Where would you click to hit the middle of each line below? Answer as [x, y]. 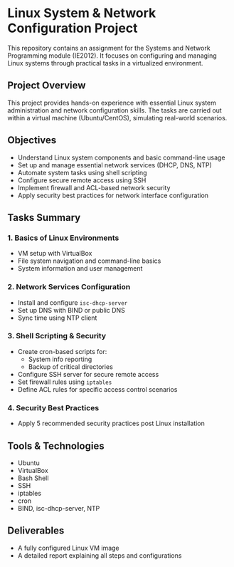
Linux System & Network [82, 13]
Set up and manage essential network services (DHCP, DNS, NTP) [115, 165]
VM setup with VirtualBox [55, 254]
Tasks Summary [44, 218]
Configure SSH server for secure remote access [88, 374]
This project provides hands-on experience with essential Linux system [112, 103]
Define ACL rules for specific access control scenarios [97, 389]
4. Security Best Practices [53, 407]
